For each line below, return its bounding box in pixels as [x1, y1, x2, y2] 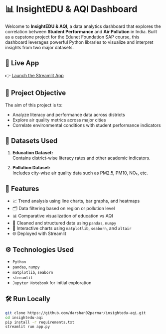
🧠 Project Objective [5, 89, 66, 97]
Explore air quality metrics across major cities [12, 117, 106, 123]
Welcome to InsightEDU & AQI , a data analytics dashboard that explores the [5, 23, 161, 29]
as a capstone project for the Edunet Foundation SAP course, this [5, 34, 140, 40]
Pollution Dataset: [12, 165, 51, 171]
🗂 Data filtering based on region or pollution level [12, 206, 115, 212]
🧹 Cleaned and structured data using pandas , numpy [12, 220, 116, 226]
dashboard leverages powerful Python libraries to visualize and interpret [5, 39, 154, 45]
